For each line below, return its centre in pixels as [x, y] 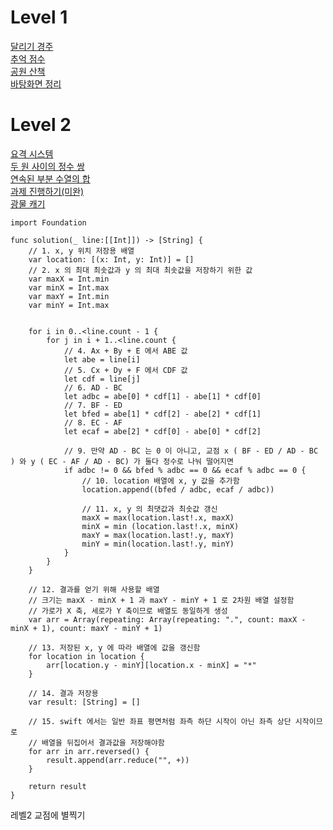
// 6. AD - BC [93, 387]
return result [57, 786]
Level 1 [39, 17]
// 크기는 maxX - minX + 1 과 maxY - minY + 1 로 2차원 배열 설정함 [161, 600]
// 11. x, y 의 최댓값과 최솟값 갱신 [149, 509]
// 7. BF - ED [93, 405]
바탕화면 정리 [36, 83]
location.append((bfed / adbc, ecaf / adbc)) [178, 489]
